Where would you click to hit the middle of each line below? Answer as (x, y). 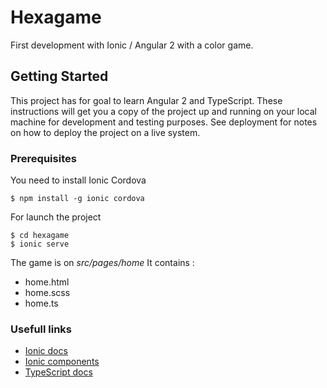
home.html (47, 282)
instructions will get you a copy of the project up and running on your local (163, 111)
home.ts (41, 303)
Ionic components (62, 362)
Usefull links (41, 329)
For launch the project (56, 217)
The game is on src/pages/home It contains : (102, 263)
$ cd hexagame (40, 236)
